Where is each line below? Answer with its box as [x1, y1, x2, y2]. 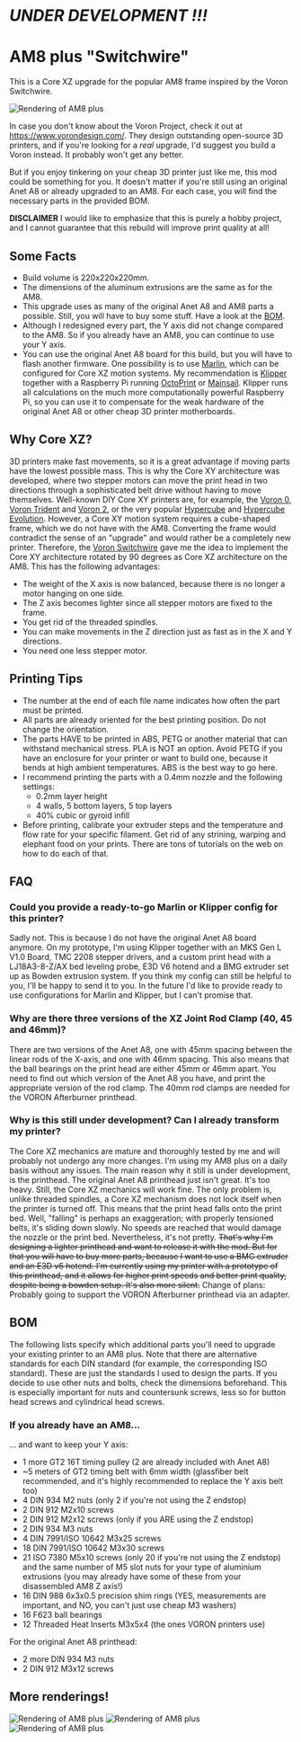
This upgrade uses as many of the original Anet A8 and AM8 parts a [22, 300, 274, 311]
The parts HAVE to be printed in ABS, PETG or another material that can [22, 733, 288, 744]
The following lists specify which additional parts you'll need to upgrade [9, 1338, 276, 1349]
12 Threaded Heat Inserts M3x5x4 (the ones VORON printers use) [22, 1619, 266, 1630]
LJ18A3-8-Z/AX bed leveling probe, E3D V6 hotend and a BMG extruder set [9, 961, 289, 972]
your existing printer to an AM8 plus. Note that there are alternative [9, 1348, 258, 1359]
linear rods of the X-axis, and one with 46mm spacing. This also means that [9, 1053, 289, 1064]
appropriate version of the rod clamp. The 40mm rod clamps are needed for [9, 1082, 290, 1093]
